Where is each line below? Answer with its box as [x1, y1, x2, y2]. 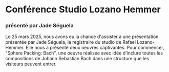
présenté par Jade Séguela [5, 22, 74, 29]
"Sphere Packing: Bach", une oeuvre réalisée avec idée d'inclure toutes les [5, 50, 163, 56]
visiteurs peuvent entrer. [5, 61, 57, 67]
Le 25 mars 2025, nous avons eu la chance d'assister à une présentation [5, 33, 159, 40]
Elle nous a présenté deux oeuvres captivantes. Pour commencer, [25, 45, 165, 51]
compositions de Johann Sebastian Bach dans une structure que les [5, 56, 150, 62]
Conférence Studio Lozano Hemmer [5, 4, 161, 15]
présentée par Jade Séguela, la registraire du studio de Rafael [5, 39, 136, 45]
